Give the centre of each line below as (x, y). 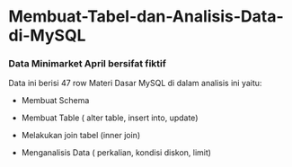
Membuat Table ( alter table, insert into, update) (110, 118)
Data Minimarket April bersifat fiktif (88, 64)
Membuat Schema (55, 101)
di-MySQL (47, 35)
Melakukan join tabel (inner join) (81, 136)
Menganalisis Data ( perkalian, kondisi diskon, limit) (116, 153)
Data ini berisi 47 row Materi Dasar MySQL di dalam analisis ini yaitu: (135, 83)
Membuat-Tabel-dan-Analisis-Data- (146, 17)
